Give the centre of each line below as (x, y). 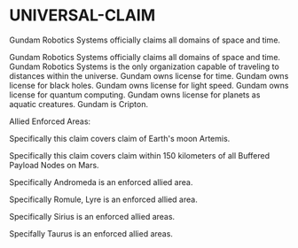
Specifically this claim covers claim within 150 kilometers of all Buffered (140, 155)
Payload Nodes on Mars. (54, 165)
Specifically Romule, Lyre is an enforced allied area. (103, 199)
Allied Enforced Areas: (50, 121)
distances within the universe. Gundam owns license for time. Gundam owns (149, 75)
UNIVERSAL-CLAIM (82, 15)
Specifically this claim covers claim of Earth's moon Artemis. (120, 138)
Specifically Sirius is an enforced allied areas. (92, 216)
